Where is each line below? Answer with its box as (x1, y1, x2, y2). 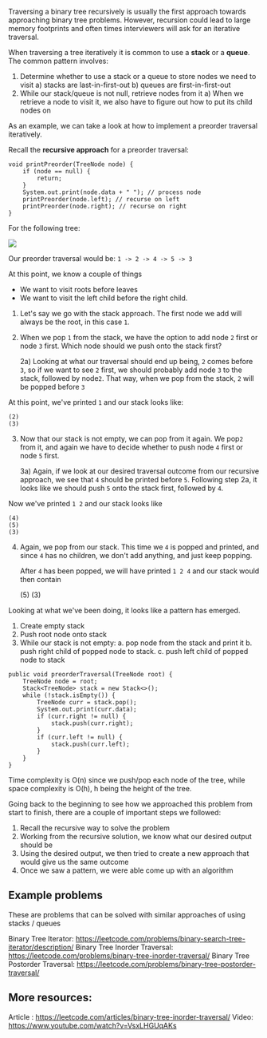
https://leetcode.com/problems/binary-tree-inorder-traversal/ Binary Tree (8, 950, 249, 961)
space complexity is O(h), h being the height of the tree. (8, 784, 192, 793)
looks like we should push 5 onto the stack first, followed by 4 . (19, 483, 224, 493)
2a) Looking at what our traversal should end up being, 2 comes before (19, 357, 253, 366)
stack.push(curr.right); (50, 719, 134, 727)
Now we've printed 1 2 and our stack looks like (8, 499, 163, 508)
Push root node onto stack (19, 630, 108, 639)
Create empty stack (19, 621, 85, 630)
